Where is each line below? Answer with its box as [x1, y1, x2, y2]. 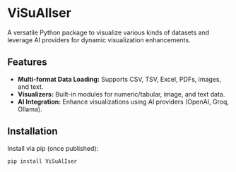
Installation [7, 125, 58, 137]
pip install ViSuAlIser [7, 157, 78, 165]
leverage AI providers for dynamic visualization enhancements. [7, 35, 191, 44]
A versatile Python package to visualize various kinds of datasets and [7, 28, 210, 37]
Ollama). [17, 104, 42, 113]
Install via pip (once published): [7, 144, 99, 152]
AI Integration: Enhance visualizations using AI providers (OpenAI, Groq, [17, 97, 230, 106]
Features [7, 56, 47, 68]
